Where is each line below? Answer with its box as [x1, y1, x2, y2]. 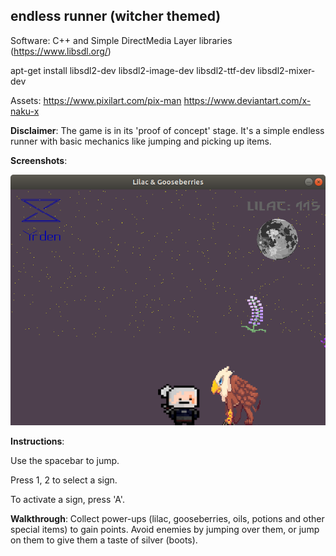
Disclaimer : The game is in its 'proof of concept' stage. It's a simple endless [10, 124, 325, 136]
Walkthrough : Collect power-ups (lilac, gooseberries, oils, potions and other [10, 513, 325, 525]
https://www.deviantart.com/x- [183, 94, 312, 106]
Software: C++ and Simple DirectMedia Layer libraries [10, 34, 233, 46]
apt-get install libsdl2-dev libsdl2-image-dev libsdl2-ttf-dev [10, 64, 256, 76]
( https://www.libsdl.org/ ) [10, 45, 112, 57]
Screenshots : [10, 154, 68, 166]
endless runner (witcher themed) [10, 8, 222, 25]
